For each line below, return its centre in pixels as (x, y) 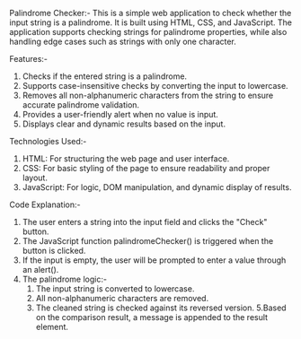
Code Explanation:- (45, 204)
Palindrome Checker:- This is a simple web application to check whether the (150, 13)
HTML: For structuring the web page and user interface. (126, 159)
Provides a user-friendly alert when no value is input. (120, 114)
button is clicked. (54, 251)
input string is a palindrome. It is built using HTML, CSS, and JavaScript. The (151, 22)
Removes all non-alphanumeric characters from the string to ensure (148, 95)
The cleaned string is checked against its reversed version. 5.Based (161, 308)
